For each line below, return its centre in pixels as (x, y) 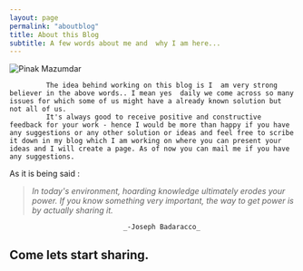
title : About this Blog (54, 34)
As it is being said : (44, 174)
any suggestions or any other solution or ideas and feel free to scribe (152, 133)
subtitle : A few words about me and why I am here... (115, 43)
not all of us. (38, 110)
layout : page (34, 18)
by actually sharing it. (72, 210)
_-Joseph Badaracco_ (162, 227)
